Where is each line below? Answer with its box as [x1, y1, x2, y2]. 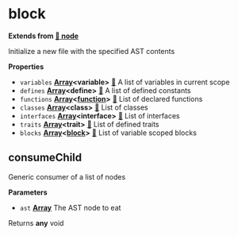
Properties [8, 61, 44, 72]
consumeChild [8, 151, 83, 164]
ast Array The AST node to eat [19, 203, 121, 212]
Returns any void [8, 218, 64, 227]
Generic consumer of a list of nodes [8, 172, 126, 181]
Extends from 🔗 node [8, 31, 79, 41]
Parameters [8, 188, 48, 197]
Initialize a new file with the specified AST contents [8, 46, 175, 56]
